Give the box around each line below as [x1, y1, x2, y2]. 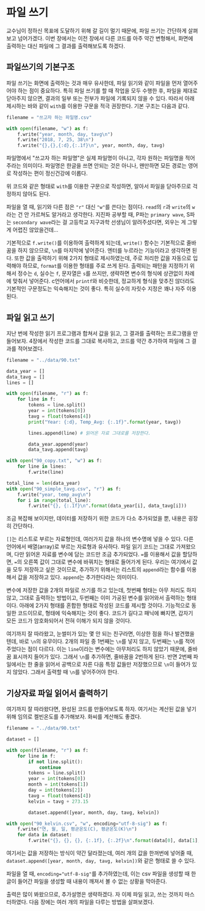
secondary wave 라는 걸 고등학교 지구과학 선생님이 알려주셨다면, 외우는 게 [12, 218, 186, 226]
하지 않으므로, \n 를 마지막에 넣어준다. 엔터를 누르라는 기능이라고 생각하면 [17, 247, 191, 254]
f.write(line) [28, 469, 64, 476]
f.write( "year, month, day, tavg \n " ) [17, 131, 113, 138]
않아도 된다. [22, 190, 51, 197]
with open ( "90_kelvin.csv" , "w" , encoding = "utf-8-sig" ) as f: [6, 821, 168, 827]
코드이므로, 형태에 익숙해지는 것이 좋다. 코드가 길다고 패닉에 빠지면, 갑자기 [17, 610, 193, 617]
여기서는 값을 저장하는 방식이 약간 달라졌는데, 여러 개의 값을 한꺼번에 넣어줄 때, [6, 849, 193, 857]
